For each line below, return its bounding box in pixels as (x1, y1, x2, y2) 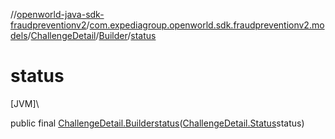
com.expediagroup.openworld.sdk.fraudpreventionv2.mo (89, 19, 325, 31)
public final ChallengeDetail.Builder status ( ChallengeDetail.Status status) (10, 117, 305, 129)
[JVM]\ (10, 97, 40, 109)
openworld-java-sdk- (16, 9, 105, 20)
